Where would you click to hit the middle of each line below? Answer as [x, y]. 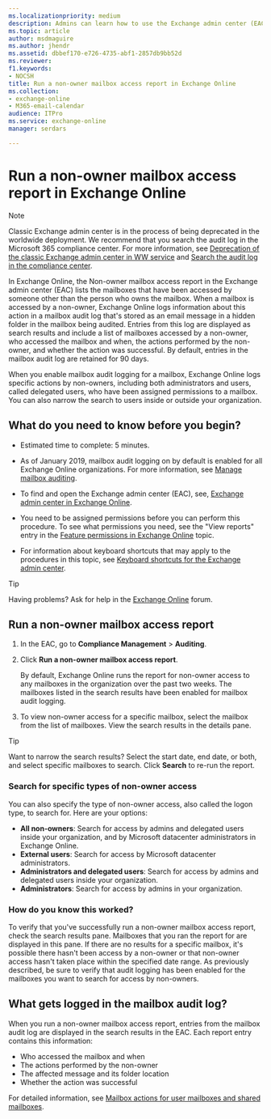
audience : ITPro [35, 114]
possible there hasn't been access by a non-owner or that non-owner [124, 952]
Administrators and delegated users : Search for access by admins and [140, 871]
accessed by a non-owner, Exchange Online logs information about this [127, 307]
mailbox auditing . [48, 477]
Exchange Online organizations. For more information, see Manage [131, 469]
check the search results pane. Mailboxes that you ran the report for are [128, 935]
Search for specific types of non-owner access [103, 786]
